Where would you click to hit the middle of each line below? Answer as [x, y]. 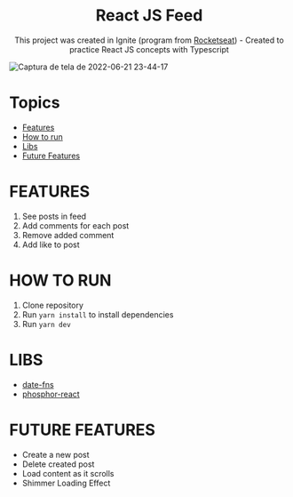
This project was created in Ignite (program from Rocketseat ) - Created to [149, 40]
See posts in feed [54, 216]
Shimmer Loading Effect [66, 483]
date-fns [38, 384]
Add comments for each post [75, 225]
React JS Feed [149, 16]
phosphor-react [51, 394]
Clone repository [53, 305]
